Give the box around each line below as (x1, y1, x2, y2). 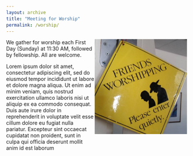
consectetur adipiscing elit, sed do (6, 69, 90, 76)
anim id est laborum (6, 145, 54, 152)
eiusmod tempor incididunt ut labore (6, 76, 94, 83)
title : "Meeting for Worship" (6, 15, 81, 22)
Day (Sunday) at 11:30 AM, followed (6, 45, 93, 53)
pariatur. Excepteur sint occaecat (6, 126, 87, 133)
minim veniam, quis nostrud (6, 88, 74, 95)
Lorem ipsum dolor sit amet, (6, 63, 74, 70)
